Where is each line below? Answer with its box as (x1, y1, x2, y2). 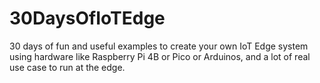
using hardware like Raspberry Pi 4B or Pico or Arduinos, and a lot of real (9, 50, 311, 62)
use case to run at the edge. (9, 61, 126, 73)
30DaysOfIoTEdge (9, 7, 166, 30)
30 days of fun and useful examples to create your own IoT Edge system (9, 40, 309, 52)
